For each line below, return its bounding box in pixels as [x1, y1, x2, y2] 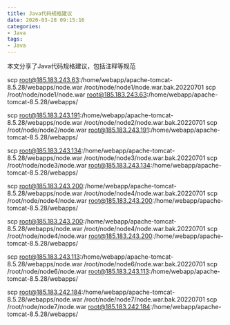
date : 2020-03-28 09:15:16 [7, 17, 85, 23]
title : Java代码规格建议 [7, 10, 73, 17]
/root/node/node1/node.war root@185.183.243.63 [7, 90, 147, 99]
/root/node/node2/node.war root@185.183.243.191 [7, 126, 150, 134]
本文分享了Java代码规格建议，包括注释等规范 [7, 62, 136, 70]
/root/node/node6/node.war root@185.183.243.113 [7, 267, 150, 275]
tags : [7, 36, 23, 43]
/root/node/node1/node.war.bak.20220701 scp [84, 83, 216, 91]
